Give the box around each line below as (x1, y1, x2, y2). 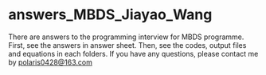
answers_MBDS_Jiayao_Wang (8, 6, 213, 24)
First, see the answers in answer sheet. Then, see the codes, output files (8, 40, 247, 49)
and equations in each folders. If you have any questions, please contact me (8, 49, 259, 58)
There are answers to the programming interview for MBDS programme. (8, 32, 244, 41)
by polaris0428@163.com (8, 57, 93, 67)
